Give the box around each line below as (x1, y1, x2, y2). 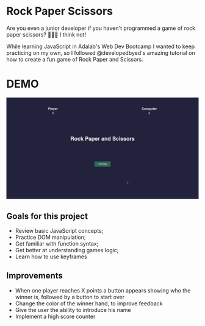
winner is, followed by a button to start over (15, 293, 125, 300)
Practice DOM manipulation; (15, 233, 87, 241)
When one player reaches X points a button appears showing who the (15, 286, 191, 294)
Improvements (6, 271, 63, 281)
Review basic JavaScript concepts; (15, 227, 104, 234)
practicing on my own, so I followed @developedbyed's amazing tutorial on (6, 49, 195, 56)
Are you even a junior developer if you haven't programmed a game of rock (6, 24, 196, 32)
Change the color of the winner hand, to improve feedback (15, 300, 163, 307)
